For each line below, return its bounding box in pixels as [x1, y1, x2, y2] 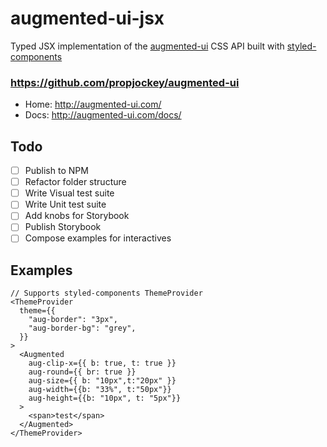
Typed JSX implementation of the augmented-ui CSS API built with [10, 40, 285, 52]
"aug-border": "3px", [28, 315, 118, 325]
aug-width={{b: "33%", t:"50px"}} [28, 385, 172, 395]
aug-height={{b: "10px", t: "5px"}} [28, 393, 182, 404]
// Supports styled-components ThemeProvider [10, 288, 203, 299]
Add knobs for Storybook [24, 210, 130, 222]
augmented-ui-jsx [10, 7, 165, 30]
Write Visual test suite [24, 187, 115, 199]
